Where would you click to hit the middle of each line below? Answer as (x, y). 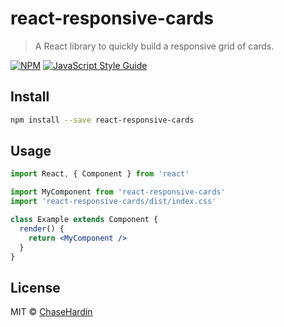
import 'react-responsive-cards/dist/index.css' (113, 202)
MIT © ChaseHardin (51, 312)
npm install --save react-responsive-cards (102, 120)
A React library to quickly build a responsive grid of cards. (154, 46)
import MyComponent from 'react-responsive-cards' (118, 192)
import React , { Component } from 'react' (100, 174)
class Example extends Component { (84, 220)
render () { (42, 228)
